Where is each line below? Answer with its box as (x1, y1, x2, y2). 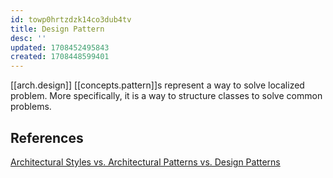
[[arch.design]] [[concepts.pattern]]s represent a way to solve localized (10, 79, 305, 91)
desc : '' (10, 33, 47, 43)
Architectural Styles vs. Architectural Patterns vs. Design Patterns (10, 156, 281, 168)
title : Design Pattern (10, 24, 105, 34)
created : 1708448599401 (10, 52, 110, 62)
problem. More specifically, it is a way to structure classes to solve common (10, 90, 323, 102)
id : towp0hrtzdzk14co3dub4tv (10, 14, 132, 25)
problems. (10, 101, 52, 113)
